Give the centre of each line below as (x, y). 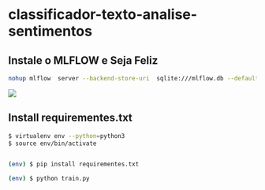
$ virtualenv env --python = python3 (67, 136)
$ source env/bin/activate (52, 143)
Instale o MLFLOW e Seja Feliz (83, 60)
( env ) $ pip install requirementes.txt (74, 164)
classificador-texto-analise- (103, 15)
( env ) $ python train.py (49, 179)
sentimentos (50, 31)
